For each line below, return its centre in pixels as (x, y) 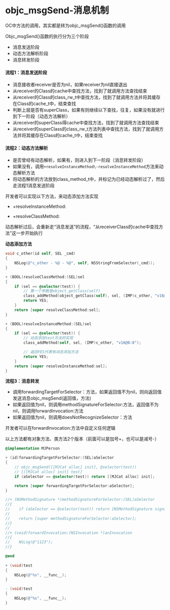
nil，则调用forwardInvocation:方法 (48, 411)
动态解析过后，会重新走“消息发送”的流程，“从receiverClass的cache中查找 (82, 227)
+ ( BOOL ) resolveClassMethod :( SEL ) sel (45, 277)
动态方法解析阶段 (30, 53)
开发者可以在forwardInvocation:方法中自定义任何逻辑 (60, 428)
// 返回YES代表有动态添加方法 (51, 352)
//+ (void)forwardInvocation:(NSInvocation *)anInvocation (69, 533)
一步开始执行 (29, 233)
